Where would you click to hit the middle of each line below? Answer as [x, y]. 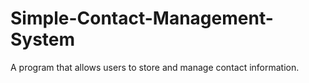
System [43, 39]
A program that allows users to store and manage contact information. [155, 67]
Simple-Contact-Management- [142, 18]
